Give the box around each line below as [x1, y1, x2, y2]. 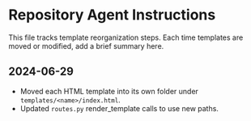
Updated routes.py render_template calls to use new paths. [19, 103, 219, 113]
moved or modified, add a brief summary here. [8, 41, 164, 50]
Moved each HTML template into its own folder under [19, 86, 198, 96]
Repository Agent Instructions [8, 6, 216, 24]
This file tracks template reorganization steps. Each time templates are [8, 32, 244, 42]
